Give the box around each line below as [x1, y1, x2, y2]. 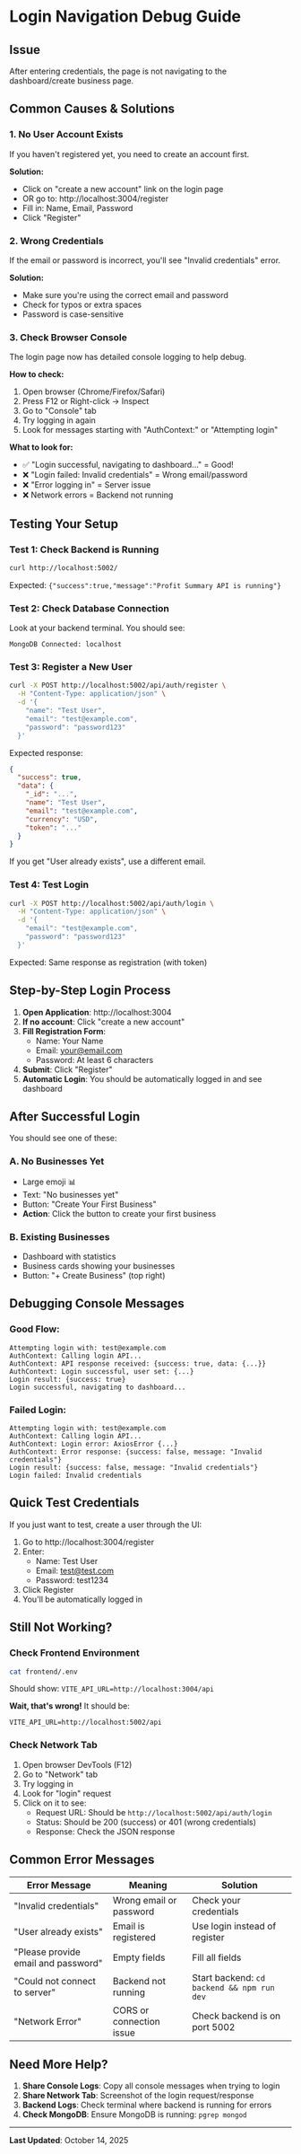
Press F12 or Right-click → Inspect [21, 396, 150, 407]
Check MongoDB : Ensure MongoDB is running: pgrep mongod [21, 2109, 247, 2120]
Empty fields [112, 1951, 166, 1964]
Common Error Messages [9, 1852, 155, 1868]
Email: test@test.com [35, 1565, 115, 1576]
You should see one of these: [9, 1133, 117, 1144]
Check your [192, 1894, 241, 1906]
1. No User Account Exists [9, 128, 124, 141]
